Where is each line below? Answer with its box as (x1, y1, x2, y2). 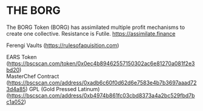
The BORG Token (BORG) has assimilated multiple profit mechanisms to (6, 24, 185, 31)
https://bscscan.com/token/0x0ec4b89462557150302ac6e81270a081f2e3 (8, 60, 195, 67)
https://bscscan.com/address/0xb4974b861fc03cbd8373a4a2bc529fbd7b (8, 92, 195, 99)
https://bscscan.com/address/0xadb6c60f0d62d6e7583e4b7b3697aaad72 (8, 79, 197, 86)
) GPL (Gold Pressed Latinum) (25, 85, 100, 92)
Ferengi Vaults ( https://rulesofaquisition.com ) (6, 42, 119, 49)
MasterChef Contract (6, 72, 59, 80)
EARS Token (6, 53, 38, 60)
